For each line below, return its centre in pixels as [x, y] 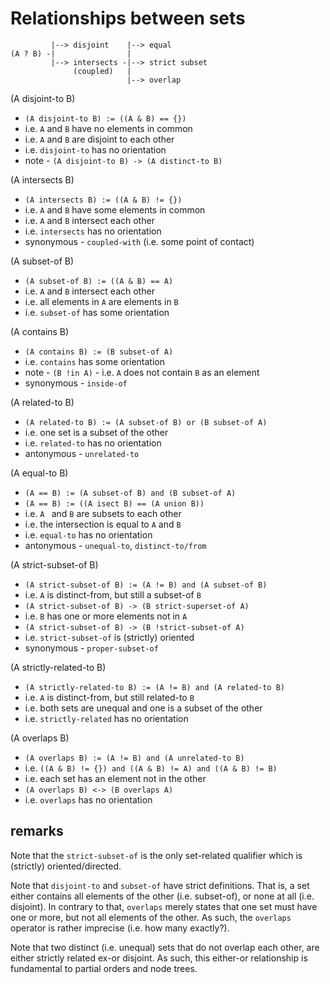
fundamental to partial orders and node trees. [104, 968]
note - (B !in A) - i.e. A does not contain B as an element [142, 372]
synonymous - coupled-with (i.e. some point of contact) [139, 241]
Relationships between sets [128, 18]
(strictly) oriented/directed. [66, 866]
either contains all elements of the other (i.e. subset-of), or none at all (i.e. [162, 896]
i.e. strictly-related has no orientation [106, 718]
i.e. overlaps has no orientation [88, 799]
